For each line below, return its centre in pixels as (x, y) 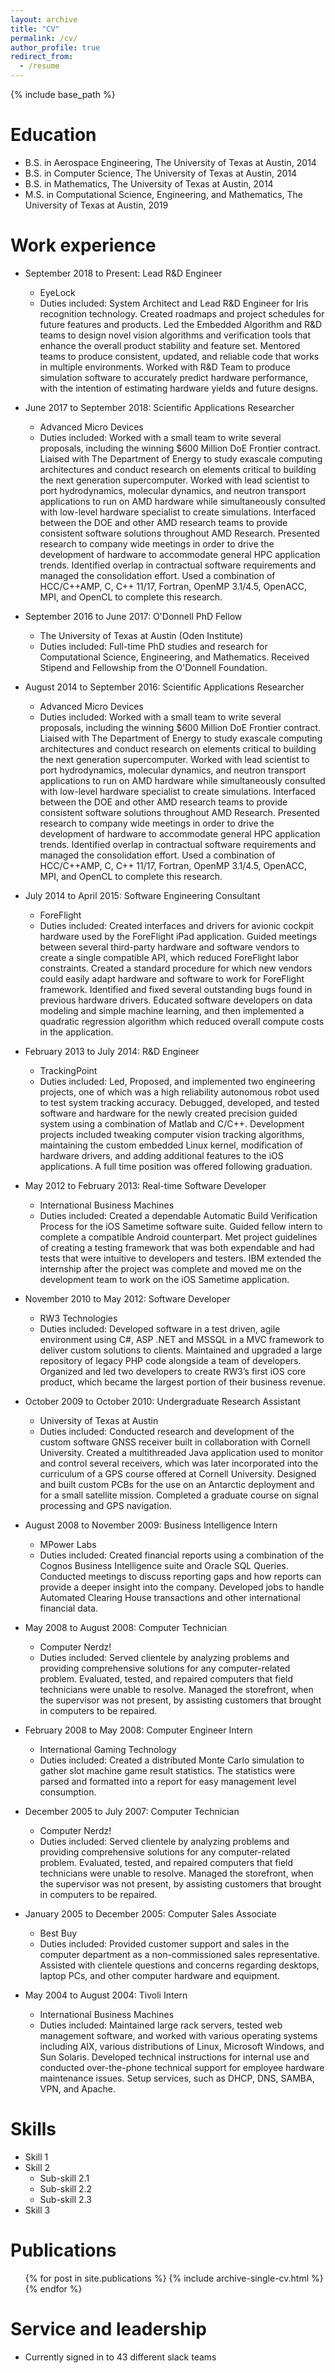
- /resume (39, 66)
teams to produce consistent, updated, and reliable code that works (179, 356)
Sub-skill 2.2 (66, 2188)
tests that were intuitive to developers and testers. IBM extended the (180, 1258)
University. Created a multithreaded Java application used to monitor (181, 1452)
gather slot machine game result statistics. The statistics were (167, 1770)
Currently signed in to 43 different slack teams (120, 2357)
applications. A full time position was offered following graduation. (176, 1166)
